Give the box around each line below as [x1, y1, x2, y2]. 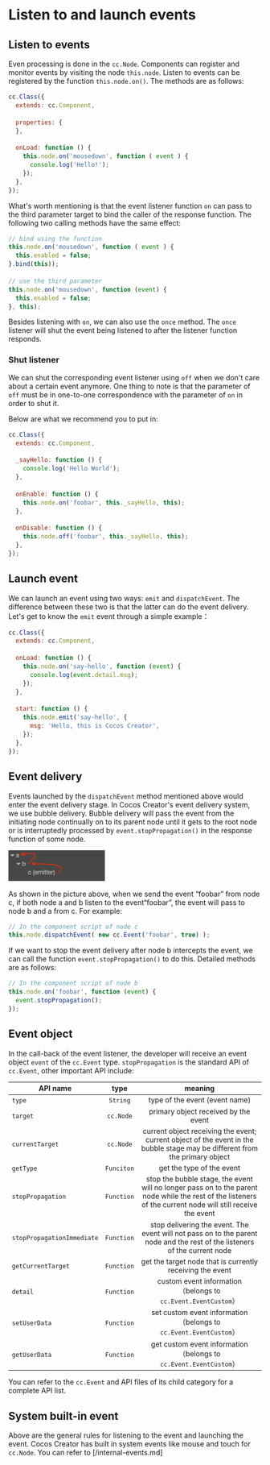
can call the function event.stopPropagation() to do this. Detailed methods [8, 954, 256, 964]
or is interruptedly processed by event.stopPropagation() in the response [8, 825, 252, 835]
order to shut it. [8, 398, 59, 408]
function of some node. [8, 834, 86, 844]
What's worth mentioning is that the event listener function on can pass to [8, 201, 252, 210]
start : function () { [15, 705, 88, 713]
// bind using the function [8, 234, 103, 243]
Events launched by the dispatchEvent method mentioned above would [8, 791, 243, 801]
